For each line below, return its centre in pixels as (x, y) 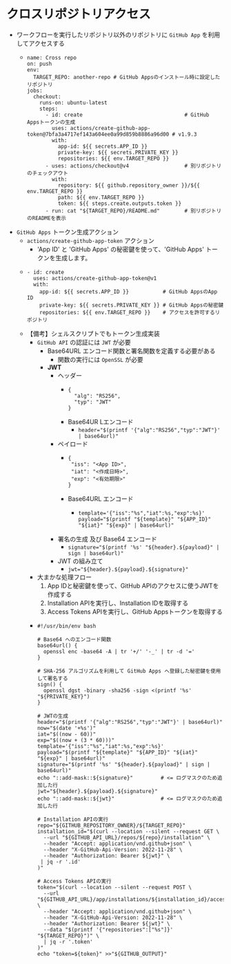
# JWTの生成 (52, 716)
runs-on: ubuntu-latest (73, 102)
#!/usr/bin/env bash (67, 626)
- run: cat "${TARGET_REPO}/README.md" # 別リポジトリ (133, 211)
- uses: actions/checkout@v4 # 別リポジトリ (133, 166)
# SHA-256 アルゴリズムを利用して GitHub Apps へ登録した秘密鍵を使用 (129, 671)
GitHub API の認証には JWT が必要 (84, 342)
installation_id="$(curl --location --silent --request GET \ (128, 831)
